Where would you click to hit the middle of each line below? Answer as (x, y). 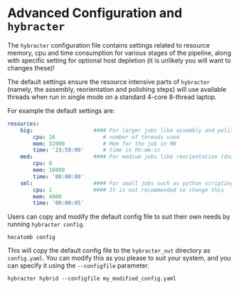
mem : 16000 (49, 170)
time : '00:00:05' (58, 203)
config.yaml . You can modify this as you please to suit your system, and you (119, 258)
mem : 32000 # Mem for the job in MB (105, 144)
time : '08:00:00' (58, 177)
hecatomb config (31, 237)
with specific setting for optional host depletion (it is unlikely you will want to (119, 60)
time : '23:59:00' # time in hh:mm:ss (97, 150)
